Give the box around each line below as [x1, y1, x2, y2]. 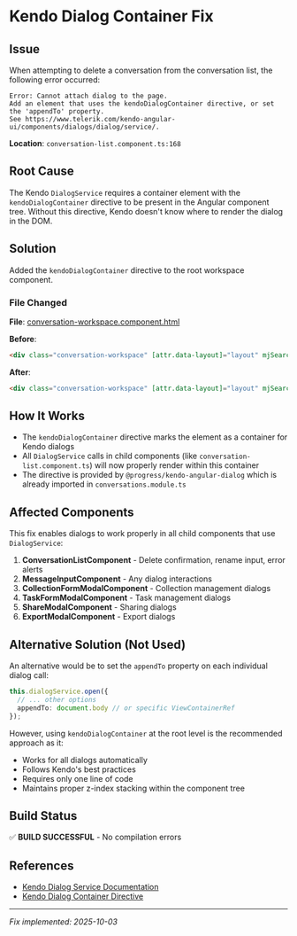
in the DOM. [9, 215, 53, 226]
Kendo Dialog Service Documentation [21, 882, 159, 893]
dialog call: [9, 670, 49, 681]
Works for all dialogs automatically [21, 754, 148, 765]
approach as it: [9, 737, 64, 748]
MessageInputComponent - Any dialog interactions [21, 573, 212, 584]
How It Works [9, 409, 86, 424]
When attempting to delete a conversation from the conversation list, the [9, 65, 273, 75]
